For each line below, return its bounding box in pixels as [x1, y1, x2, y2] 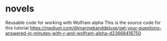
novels [5, 3, 35, 14]
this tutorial [5, 24, 29, 30]
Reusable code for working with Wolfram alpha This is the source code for [5, 19, 161, 25]
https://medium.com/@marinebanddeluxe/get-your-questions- [30, 24, 162, 30]
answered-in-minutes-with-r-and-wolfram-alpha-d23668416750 [5, 30, 142, 36]
